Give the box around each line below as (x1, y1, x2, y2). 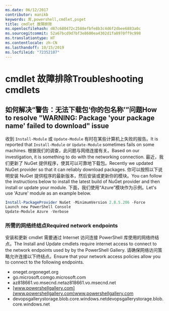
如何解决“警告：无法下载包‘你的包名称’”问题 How (5, 106, 157, 114)
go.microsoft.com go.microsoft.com (12, 274, 86, 281)
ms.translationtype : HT (5, 36, 55, 41)
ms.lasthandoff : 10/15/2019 (5, 45, 65, 50)
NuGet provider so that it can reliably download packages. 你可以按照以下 (5, 166, 158, 172)
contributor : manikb (5, 12, 49, 17)
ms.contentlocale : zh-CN (5, 40, 58, 46)
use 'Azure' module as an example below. (5, 190, 92, 196)
